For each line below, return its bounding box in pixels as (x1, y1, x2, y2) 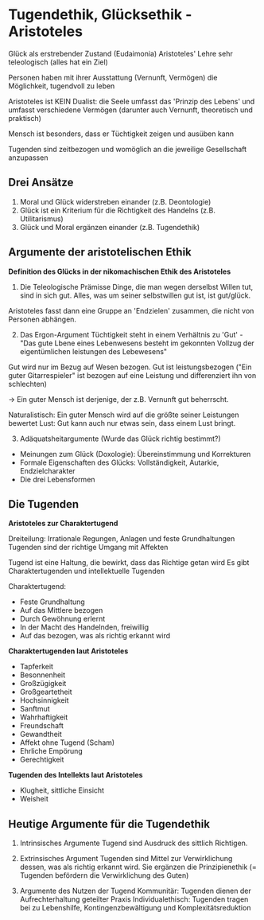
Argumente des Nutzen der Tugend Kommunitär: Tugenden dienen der (19, 886, 252, 896)
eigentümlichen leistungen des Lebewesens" (19, 346, 168, 356)
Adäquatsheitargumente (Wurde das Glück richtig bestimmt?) (19, 434, 221, 443)
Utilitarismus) (19, 213, 64, 224)
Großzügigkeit (19, 679, 67, 688)
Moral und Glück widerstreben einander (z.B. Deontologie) (19, 197, 212, 206)
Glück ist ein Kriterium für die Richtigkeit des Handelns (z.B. (19, 205, 216, 215)
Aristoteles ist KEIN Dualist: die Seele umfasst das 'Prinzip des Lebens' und (8, 96, 255, 106)
